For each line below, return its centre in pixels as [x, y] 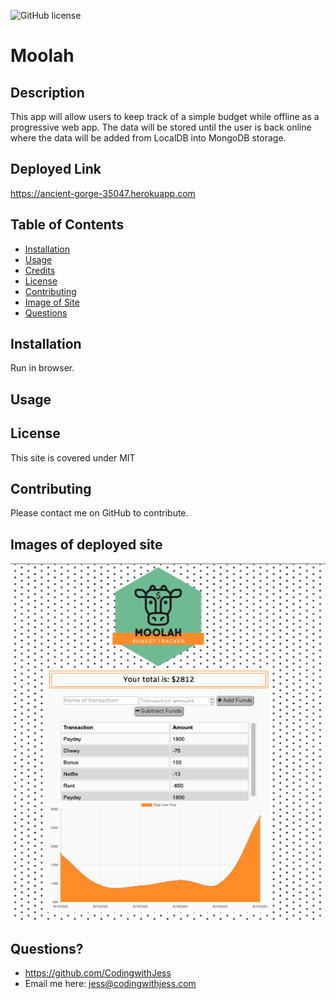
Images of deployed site [86, 544]
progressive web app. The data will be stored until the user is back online [161, 127]
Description [47, 92]
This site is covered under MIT [73, 457]
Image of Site [52, 302]
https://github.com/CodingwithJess [98, 972]
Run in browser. [42, 368]
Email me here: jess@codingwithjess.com [110, 983]
